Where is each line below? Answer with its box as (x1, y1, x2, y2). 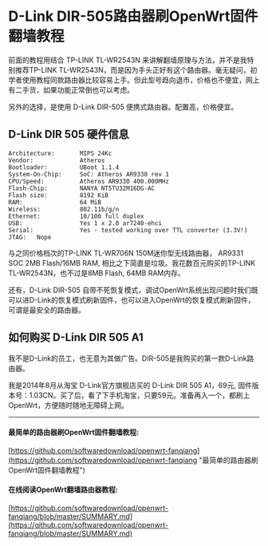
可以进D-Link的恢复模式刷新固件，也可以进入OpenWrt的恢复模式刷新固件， (8, 295, 255, 304)
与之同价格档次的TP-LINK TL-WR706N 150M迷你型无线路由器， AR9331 (8, 248, 244, 258)
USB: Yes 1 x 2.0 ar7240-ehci (8, 219, 162, 227)
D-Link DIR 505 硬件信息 (8, 128, 129, 141)
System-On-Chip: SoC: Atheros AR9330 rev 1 (8, 170, 170, 178)
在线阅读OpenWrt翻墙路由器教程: (8, 485, 118, 495)
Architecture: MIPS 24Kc (8, 149, 112, 157)
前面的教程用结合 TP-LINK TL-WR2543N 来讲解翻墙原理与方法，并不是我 (8, 55, 247, 65)
